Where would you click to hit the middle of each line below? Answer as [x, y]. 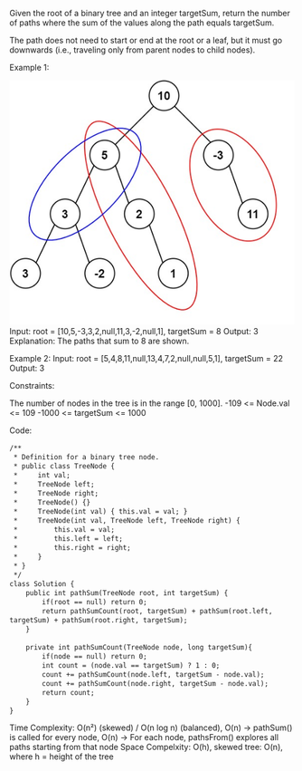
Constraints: [32, 386]
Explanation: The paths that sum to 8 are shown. [99, 341]
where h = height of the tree [62, 757]
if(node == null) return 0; [94, 657]
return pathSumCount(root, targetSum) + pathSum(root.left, [157, 612]
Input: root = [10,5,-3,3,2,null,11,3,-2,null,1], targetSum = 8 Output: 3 [134, 332]
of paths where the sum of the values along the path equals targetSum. [142, 23]
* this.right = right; [72, 548]
